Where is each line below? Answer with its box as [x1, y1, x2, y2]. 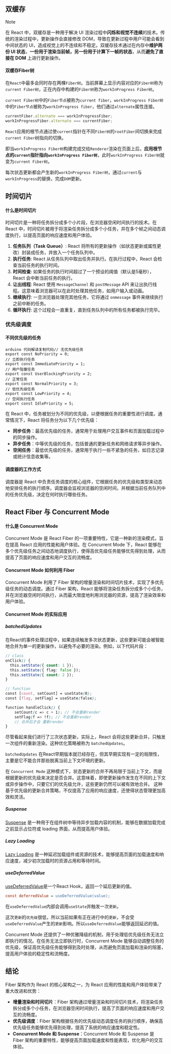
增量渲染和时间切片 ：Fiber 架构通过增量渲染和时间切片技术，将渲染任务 [12, 998, 163, 1005]
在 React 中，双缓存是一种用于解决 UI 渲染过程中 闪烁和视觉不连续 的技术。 [5, 29, 161, 35]
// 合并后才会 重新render [14, 719, 64, 724]
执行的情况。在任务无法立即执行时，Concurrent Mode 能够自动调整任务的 [9, 938, 164, 944]
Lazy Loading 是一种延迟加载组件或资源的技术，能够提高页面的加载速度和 [5, 851, 160, 857]
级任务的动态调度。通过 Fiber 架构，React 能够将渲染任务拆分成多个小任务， [5, 585, 166, 592]
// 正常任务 [5, 377, 28, 382]
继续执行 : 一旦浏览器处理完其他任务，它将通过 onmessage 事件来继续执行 [12, 294, 164, 300]
